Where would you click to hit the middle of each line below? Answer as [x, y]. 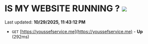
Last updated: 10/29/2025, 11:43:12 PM [45, 22]
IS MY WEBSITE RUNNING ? [62, 9]
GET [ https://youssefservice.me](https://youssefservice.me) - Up [77, 31]
